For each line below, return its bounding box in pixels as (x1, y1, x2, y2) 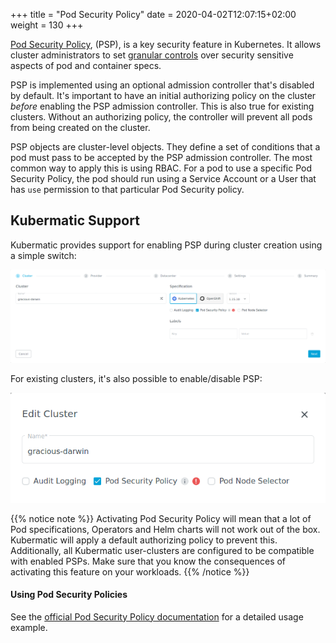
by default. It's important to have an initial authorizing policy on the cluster (10, 90, 317, 101)
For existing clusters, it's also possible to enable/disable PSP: (10, 372, 263, 384)
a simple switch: (10, 249, 77, 261)
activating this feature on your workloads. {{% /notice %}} (10, 565, 250, 578)
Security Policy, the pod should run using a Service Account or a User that (10, 173, 317, 184)
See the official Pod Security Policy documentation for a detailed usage (10, 610, 304, 623)
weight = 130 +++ (10, 19, 84, 31)
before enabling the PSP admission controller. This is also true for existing (10, 100, 315, 112)
